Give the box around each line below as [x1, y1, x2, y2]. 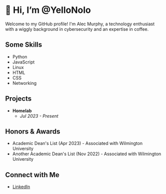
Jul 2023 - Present [19, 113, 59, 119]
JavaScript [12, 59, 35, 65]
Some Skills [5, 41, 42, 49]
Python [12, 54, 27, 60]
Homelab [12, 108, 32, 114]
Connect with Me [5, 171, 60, 179]
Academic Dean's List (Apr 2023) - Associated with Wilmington [12, 140, 143, 146]
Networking [12, 80, 37, 86]
